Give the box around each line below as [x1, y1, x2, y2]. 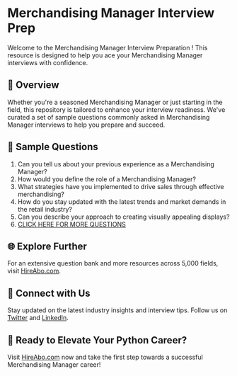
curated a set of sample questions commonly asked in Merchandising [7, 113, 210, 121]
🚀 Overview [7, 79, 59, 91]
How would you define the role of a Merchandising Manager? [17, 175, 197, 183]
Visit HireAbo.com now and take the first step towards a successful [7, 353, 203, 361]
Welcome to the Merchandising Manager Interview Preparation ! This [7, 43, 208, 52]
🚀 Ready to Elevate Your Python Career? [7, 334, 187, 346]
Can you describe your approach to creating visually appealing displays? [17, 212, 230, 221]
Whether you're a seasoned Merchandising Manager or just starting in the [7, 98, 223, 106]
